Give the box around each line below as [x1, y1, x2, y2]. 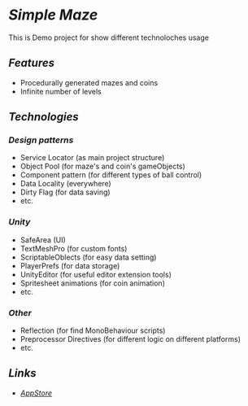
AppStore [20, 388, 53, 398]
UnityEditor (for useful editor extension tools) [20, 269, 172, 279]
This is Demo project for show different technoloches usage [8, 33, 210, 42]
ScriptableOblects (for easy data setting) [20, 252, 157, 262]
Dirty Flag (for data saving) [20, 187, 111, 197]
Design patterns [8, 134, 74, 146]
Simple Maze [8, 6, 98, 24]
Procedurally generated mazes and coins [20, 77, 159, 87]
